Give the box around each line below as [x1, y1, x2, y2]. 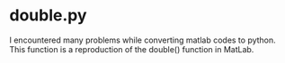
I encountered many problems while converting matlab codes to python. [9, 35, 276, 45]
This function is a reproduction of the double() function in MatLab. [9, 43, 254, 54]
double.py [9, 5, 87, 26]
